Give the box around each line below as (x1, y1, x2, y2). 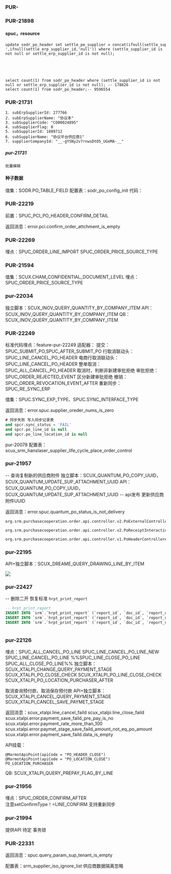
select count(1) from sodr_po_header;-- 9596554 (5, 87, 110, 92)
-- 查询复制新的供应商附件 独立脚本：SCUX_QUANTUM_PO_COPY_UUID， (5, 472, 161, 478)
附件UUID (5, 498, 25, 504)
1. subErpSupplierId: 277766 (5, 110, 67, 115)
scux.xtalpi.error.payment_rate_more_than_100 (5, 721, 103, 727)
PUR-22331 (5, 840, 34, 847)
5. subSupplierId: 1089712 (5, 129, 63, 134)
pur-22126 (5, 637, 32, 644)
